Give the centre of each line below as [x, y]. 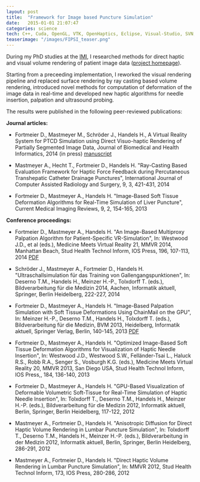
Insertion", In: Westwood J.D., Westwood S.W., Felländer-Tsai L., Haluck [103, 356]
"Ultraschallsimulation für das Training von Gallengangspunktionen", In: [102, 275]
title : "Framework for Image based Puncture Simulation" [80, 17]
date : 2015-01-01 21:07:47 [42, 23]
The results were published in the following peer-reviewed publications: [94, 112]
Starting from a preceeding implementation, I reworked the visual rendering [99, 74]
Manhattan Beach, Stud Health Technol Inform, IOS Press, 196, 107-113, [102, 251]
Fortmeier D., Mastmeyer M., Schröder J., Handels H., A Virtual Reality [101, 135]
